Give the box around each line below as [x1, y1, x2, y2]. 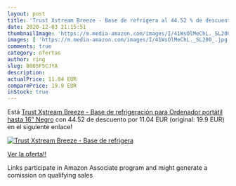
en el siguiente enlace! [7, 123, 72, 131]
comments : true [7, 43, 52, 50]
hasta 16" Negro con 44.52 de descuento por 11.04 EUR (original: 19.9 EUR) [7, 115, 225, 124]
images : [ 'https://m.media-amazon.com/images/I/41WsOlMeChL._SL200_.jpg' [7, 36, 231, 44]
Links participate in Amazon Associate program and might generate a [7, 164, 208, 172]
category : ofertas [7, 50, 61, 57]
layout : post [7, 10, 46, 18]
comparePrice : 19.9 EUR [7, 82, 77, 89]
